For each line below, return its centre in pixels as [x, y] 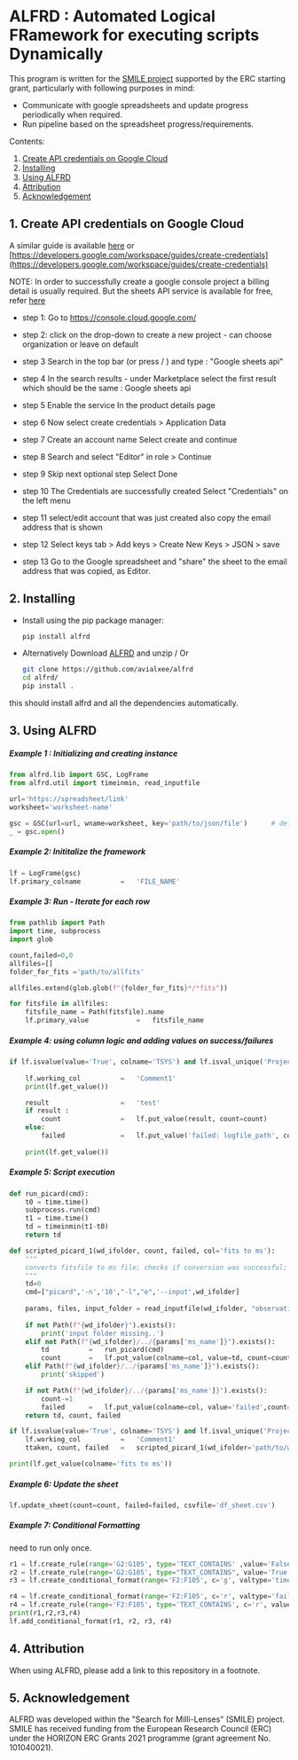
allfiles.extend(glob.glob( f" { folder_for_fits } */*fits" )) [118, 988]
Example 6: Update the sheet [64, 1484]
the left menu [46, 500]
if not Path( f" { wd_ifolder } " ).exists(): [101, 1325]
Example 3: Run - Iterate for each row [80, 901]
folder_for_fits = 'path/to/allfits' [77, 972]
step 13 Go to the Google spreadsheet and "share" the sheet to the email [155, 562]
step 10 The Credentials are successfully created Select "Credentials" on [155, 491]
